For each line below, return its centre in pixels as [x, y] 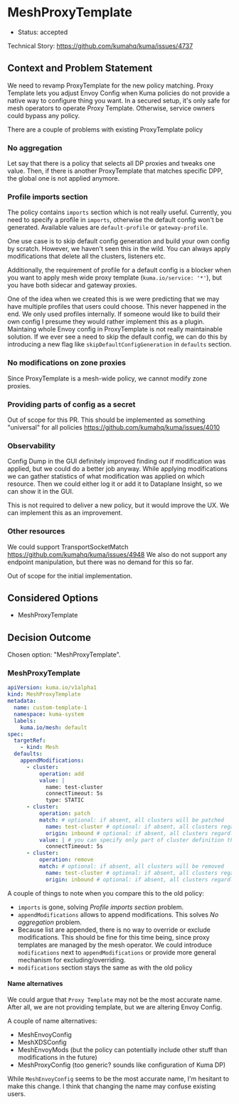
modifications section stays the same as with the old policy [105, 967]
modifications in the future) [57, 1057]
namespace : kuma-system [49, 714]
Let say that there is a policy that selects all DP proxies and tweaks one [111, 164]
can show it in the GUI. [41, 492]
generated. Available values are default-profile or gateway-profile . [108, 228]
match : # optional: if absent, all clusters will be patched [131, 820]
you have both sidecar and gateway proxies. [72, 285]
